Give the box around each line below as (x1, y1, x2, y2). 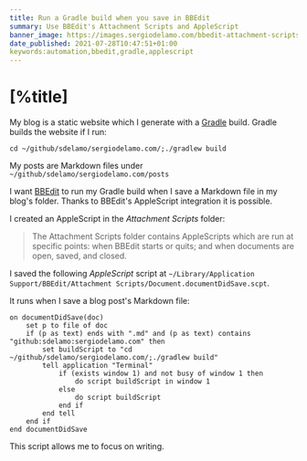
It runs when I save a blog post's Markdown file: (9, 296, 190, 307)
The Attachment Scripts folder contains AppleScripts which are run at (31, 231, 294, 242)
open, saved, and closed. (31, 250, 128, 261)
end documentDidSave (9, 425, 89, 435)
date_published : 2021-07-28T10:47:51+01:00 (9, 38, 178, 48)
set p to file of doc (26, 321, 108, 330)
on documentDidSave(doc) (9, 313, 104, 322)
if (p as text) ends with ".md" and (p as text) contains (26, 330, 251, 339)
